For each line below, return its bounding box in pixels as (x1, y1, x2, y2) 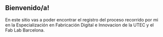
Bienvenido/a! (5, 4, 50, 12)
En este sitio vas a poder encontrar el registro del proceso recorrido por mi (5, 17, 159, 22)
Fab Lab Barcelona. (5, 27, 45, 33)
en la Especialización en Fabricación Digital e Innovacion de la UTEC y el (5, 22, 154, 28)
